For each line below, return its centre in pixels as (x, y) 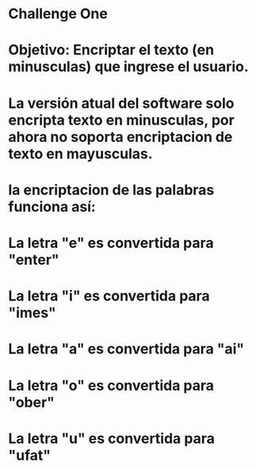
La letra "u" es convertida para (112, 438)
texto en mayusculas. (80, 153)
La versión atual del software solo (121, 103)
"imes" (32, 313)
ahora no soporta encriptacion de (120, 137)
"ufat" (30, 455)
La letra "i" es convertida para (109, 296)
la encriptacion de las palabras (111, 190)
